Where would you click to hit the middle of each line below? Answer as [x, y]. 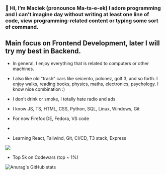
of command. [22, 27]
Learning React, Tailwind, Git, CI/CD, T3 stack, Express [69, 138]
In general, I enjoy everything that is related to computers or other [81, 63]
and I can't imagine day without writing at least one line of [77, 14]
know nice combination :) [39, 89]
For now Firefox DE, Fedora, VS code [51, 119]
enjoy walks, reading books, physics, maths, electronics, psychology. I [85, 84]
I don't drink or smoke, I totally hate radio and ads [64, 99]
